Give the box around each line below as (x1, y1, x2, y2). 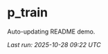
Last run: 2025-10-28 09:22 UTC (7, 40, 102, 49)
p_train (7, 5, 48, 21)
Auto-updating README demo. (7, 27, 96, 36)
